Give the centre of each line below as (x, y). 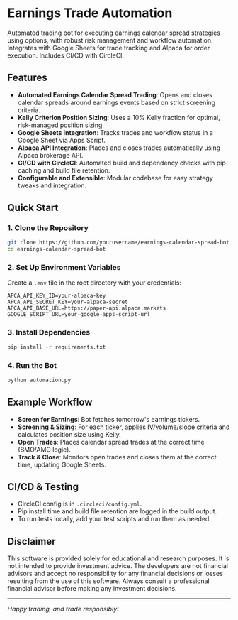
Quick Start (33, 208)
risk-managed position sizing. (61, 125)
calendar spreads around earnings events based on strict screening (117, 102)
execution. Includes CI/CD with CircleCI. (66, 55)
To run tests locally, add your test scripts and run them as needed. (114, 519)
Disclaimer (32, 541)
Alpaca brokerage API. (50, 155)
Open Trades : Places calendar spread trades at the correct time (111, 442)
